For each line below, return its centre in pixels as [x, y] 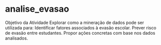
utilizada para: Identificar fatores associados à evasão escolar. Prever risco [81, 27]
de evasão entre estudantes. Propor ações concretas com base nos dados [80, 33]
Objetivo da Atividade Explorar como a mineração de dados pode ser [75, 22]
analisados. [17, 38]
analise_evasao [37, 9]
